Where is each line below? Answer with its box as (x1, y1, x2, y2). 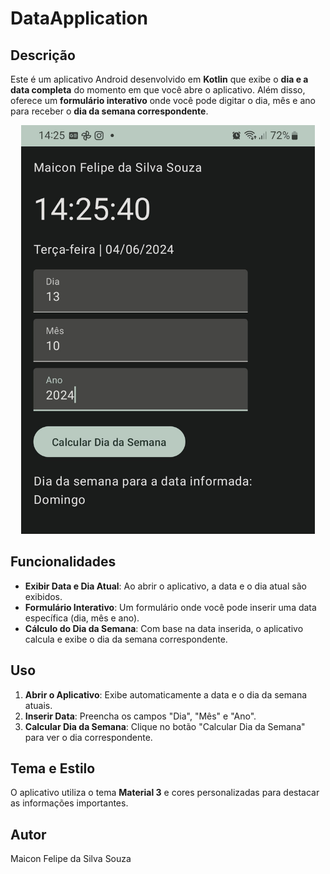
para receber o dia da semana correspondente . (10, 105, 209, 117)
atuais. (24, 699, 53, 711)
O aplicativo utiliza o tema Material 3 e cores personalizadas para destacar (10, 787, 320, 799)
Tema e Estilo (10, 760, 96, 777)
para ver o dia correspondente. (24, 731, 153, 743)
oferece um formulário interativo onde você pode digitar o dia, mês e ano (10, 95, 316, 106)
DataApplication (10, 7, 148, 30)
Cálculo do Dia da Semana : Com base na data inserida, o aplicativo (24, 622, 304, 634)
